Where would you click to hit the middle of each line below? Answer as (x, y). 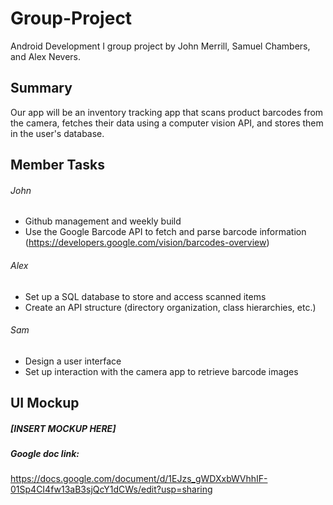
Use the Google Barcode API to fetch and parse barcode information (165, 232)
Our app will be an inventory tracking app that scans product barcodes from (167, 112)
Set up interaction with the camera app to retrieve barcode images (161, 371)
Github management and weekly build (103, 221)
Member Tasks (57, 165)
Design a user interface (73, 361)
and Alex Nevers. (46, 56)
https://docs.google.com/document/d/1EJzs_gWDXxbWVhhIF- (139, 479)
